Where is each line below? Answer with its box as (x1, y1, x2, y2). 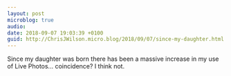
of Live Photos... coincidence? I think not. (7, 62, 125, 70)
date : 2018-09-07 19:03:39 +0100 (7, 29, 104, 37)
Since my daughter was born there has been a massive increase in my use (7, 55, 219, 63)
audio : (7, 23, 26, 30)
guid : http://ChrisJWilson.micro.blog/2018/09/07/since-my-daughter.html (7, 36, 225, 43)
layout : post (7, 10, 45, 17)
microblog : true (7, 17, 54, 23)
